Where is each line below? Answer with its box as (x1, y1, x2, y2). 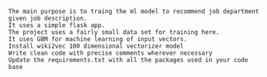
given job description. (8, 14, 88, 22)
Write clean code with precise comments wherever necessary (8, 49, 213, 57)
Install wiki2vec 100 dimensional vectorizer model (8, 42, 184, 50)
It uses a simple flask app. (8, 21, 106, 29)
